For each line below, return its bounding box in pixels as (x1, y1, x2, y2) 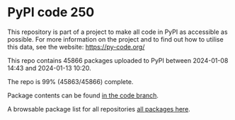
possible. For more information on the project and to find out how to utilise (7, 35, 224, 43)
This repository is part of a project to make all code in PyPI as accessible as (7, 28, 228, 36)
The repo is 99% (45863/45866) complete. (7, 77, 134, 85)
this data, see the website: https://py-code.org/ (7, 42, 145, 51)
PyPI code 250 (7, 4, 95, 20)
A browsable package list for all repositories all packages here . (7, 104, 191, 113)
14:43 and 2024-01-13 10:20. (7, 64, 92, 72)
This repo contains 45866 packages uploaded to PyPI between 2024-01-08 (7, 56, 229, 64)
